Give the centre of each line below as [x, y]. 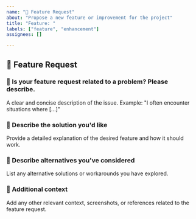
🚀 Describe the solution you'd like [57, 125]
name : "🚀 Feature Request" [40, 12]
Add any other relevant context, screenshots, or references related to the [98, 203]
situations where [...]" [33, 109]
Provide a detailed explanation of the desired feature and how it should [95, 138]
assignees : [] [24, 35]
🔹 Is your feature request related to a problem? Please [87, 82]
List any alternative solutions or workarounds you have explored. [87, 173]
